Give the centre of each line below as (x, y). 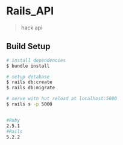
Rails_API (30, 11)
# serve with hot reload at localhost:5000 (62, 99)
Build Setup (28, 46)
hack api (32, 28)
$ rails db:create (29, 82)
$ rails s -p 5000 (29, 104)
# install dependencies (36, 60)
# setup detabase (28, 77)
